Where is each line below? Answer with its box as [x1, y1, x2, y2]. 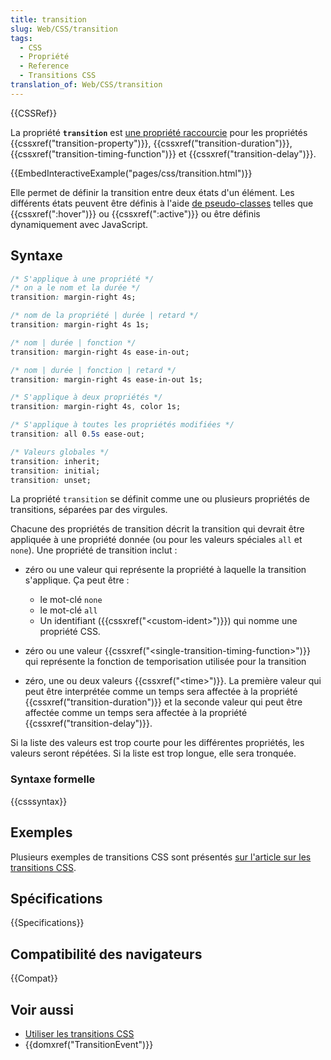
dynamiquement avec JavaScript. [10, 218, 149, 230]
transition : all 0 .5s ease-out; [10, 429, 145, 440]
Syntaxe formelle [10, 772, 96, 786]
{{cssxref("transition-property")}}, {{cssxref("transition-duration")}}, [10, 137, 293, 149]
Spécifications [10, 890, 103, 907]
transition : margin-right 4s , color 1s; [10, 402, 182, 412]
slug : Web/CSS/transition [10, 24, 118, 34]
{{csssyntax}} [10, 795, 68, 807]
